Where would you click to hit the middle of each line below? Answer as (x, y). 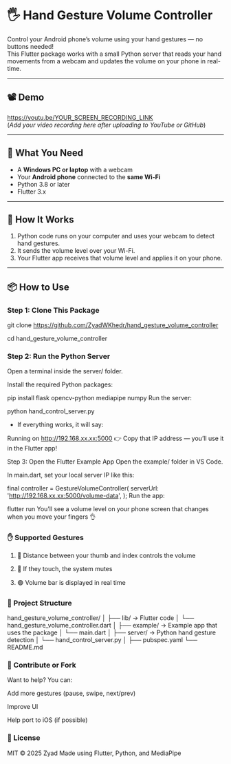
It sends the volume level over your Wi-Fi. (76, 251)
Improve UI (23, 707)
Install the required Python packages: (60, 384)
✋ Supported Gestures (46, 538)
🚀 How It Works (41, 219)
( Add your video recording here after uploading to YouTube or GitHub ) (107, 125)
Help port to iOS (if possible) (47, 720)
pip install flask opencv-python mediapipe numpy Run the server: (100, 398)
